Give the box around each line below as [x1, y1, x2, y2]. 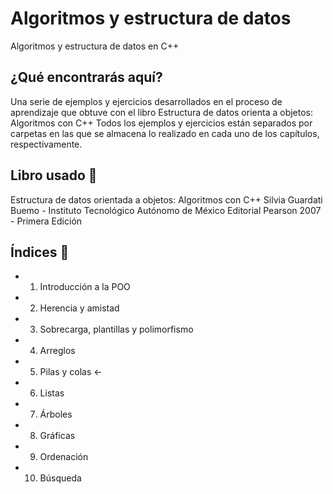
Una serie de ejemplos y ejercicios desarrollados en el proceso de [10, 95, 283, 107]
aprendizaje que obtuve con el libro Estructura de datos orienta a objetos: [10, 106, 314, 118]
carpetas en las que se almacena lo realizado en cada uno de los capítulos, [10, 127, 320, 139]
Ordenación [39, 451, 89, 463]
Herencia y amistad [39, 302, 120, 314]
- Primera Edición [10, 215, 83, 227]
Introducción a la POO [39, 281, 131, 293]
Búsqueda [39, 472, 82, 484]
